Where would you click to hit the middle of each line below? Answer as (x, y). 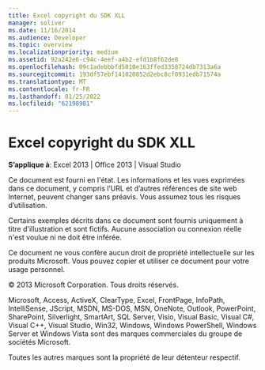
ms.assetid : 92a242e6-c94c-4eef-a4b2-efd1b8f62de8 (93, 60)
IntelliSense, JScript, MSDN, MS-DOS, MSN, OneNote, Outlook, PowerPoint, (132, 308)
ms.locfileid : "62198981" (51, 104)
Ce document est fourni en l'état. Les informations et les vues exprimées (127, 180)
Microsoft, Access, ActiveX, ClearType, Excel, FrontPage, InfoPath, (117, 300)
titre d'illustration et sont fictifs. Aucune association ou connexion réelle (125, 229)
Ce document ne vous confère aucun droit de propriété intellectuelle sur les (131, 253)
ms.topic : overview (40, 45)
